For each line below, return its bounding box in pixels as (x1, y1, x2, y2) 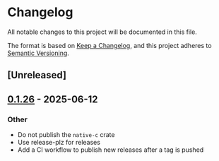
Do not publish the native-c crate (17, 131, 115, 139)
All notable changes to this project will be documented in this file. (7, 28, 198, 36)
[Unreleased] (7, 69, 67, 81)
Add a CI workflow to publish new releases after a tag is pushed (17, 145, 204, 154)
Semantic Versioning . (7, 49, 69, 57)
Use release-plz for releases (17, 138, 101, 147)
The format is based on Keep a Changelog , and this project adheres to (7, 41, 212, 49)
